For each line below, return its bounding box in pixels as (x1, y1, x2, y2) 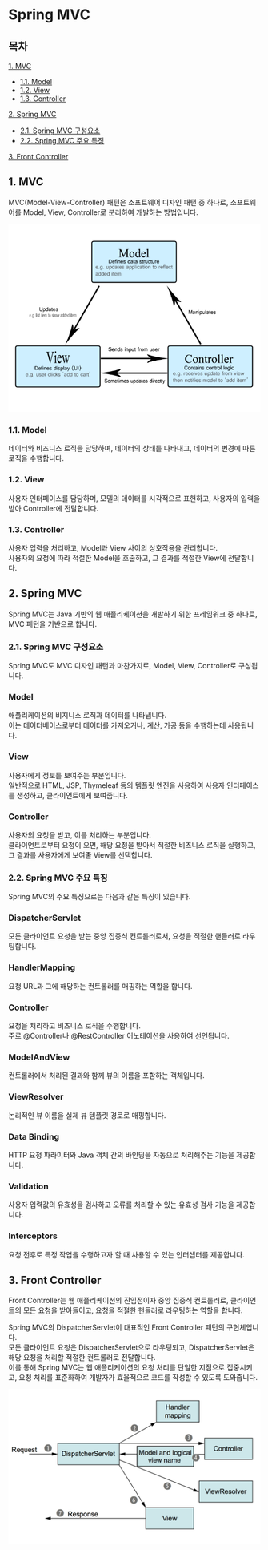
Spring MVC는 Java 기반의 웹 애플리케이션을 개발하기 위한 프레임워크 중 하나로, (8, 609, 258, 619)
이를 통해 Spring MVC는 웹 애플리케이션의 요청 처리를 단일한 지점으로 (8, 1362, 226, 1372)
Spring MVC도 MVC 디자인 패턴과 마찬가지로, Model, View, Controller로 (8, 660, 238, 670)
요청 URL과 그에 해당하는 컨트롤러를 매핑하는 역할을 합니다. (8, 981, 194, 991)
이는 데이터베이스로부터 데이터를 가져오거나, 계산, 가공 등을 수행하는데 (8, 721, 226, 730)
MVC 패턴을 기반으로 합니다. (8, 619, 98, 628)
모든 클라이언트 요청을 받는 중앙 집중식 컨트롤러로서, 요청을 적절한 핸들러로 (8, 931, 242, 941)
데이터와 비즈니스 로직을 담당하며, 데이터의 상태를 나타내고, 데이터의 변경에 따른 (8, 443, 256, 454)
